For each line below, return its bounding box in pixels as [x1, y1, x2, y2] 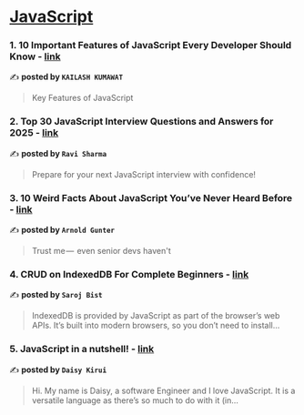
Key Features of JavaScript [31, 93, 134, 104]
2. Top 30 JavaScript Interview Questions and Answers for [9, 116, 274, 128]
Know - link [9, 50, 61, 63]
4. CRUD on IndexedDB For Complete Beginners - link [9, 268, 249, 280]
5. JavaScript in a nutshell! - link [9, 343, 155, 356]
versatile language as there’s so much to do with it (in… [31, 394, 239, 406]
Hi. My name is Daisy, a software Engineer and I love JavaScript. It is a [31, 385, 296, 396]
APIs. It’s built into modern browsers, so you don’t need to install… [31, 320, 280, 331]
